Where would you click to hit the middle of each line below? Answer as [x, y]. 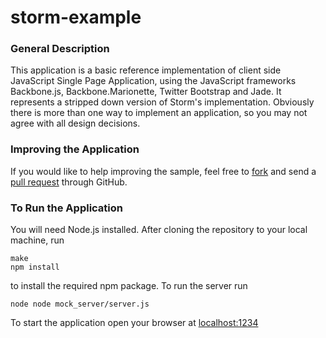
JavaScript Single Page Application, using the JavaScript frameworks [153, 81]
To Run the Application [67, 208]
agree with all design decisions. [75, 123]
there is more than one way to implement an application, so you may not [159, 113]
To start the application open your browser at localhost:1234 [134, 323]
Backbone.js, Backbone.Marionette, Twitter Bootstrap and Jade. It [146, 92]
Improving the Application [75, 149]
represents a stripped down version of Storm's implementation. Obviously [162, 102]
